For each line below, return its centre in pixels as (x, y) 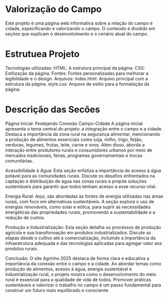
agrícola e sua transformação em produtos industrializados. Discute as (78, 232)
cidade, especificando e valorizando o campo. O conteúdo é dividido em (80, 28)
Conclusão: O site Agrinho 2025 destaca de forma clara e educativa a (77, 258)
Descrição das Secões (53, 110)
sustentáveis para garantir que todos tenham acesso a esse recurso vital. (81, 186)
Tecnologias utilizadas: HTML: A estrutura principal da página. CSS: (75, 68)
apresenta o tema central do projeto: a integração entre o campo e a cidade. (84, 128)
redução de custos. (25, 217)
